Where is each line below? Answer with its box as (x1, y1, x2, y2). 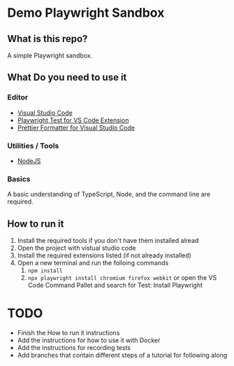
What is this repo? (7, 33, 88, 45)
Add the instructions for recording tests (17, 344, 131, 352)
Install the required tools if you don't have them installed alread (17, 237, 199, 245)
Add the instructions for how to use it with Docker (17, 336, 161, 344)
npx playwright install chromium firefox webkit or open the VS (27, 274, 217, 282)
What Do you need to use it (7, 71, 127, 83)
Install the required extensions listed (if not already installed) (17, 251, 192, 260)
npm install (27, 267, 63, 274)
